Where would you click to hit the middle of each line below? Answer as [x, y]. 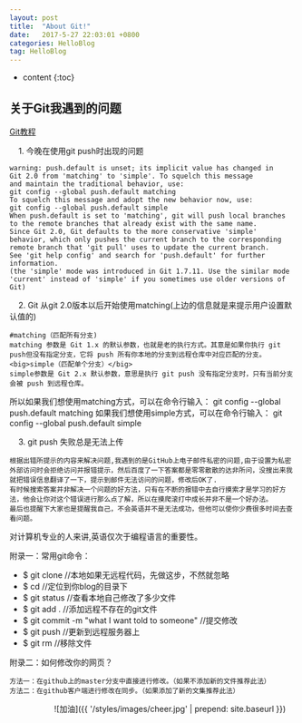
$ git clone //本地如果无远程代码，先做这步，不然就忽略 [126, 575]
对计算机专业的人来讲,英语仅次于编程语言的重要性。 [106, 536]
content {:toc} [49, 77]
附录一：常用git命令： [50, 555]
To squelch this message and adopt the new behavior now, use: [132, 200]
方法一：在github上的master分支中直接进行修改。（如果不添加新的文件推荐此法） [140, 681]
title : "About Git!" [50, 26]
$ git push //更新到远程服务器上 [81, 631]
